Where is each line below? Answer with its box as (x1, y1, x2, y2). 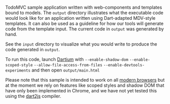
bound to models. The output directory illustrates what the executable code (5, 10, 164, 16)
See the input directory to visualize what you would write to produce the (5, 41, 157, 47)
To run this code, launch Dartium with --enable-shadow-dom (5, 56, 129, 62)
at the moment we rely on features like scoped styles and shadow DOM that (5, 82, 164, 88)
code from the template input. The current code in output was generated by (5, 26, 164, 32)
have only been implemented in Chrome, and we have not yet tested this (5, 88, 157, 93)
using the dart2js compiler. (5, 93, 62, 99)
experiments (5, 68, 31, 73)
